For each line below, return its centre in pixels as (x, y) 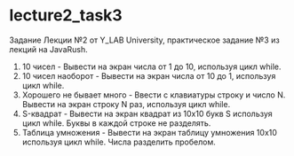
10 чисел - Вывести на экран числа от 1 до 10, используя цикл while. (151, 66)
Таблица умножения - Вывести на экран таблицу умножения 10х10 (150, 132)
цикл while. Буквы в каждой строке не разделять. (116, 123)
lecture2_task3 (66, 16)
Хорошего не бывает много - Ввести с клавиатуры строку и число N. (154, 95)
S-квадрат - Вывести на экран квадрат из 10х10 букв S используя (147, 113)
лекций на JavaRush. (48, 49)
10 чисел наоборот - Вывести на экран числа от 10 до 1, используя (149, 75)
